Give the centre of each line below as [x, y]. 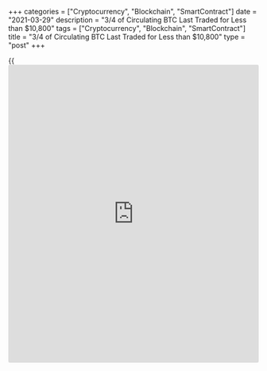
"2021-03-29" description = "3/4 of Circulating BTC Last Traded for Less [128, 20]
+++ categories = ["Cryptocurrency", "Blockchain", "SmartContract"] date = [133, 12]
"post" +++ [27, 45]
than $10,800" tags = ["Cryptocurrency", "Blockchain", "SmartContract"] [127, 28]
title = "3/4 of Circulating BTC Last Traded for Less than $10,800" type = [127, 37]
